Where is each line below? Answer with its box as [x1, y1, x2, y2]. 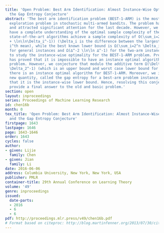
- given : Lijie [5, 148, 36, 153]
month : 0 [5, 107, 23, 112]
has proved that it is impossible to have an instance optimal [9, 57, 141, 62]
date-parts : [9, 198, 34, 203]
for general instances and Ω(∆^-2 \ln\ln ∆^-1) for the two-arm [9, 48, 143, 53]
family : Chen [9, 152, 36, 157]
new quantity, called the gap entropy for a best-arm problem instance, [9, 75, 161, 80]
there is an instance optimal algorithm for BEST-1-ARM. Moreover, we [9, 71, 156, 76]
